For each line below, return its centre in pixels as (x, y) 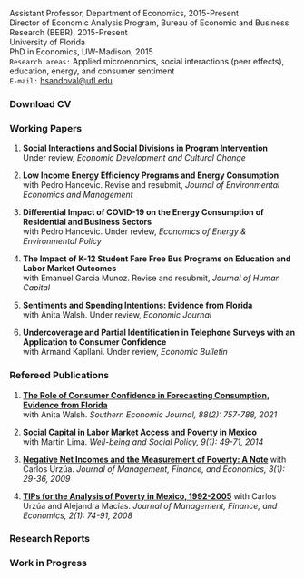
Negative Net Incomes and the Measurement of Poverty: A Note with (154, 459)
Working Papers (46, 128)
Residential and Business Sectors (87, 222)
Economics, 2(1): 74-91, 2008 (78, 515)
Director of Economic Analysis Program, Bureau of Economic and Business (149, 23)
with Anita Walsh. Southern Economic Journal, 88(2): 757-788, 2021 (150, 414)
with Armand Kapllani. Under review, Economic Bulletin (125, 352)
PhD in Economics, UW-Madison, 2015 (82, 52)
